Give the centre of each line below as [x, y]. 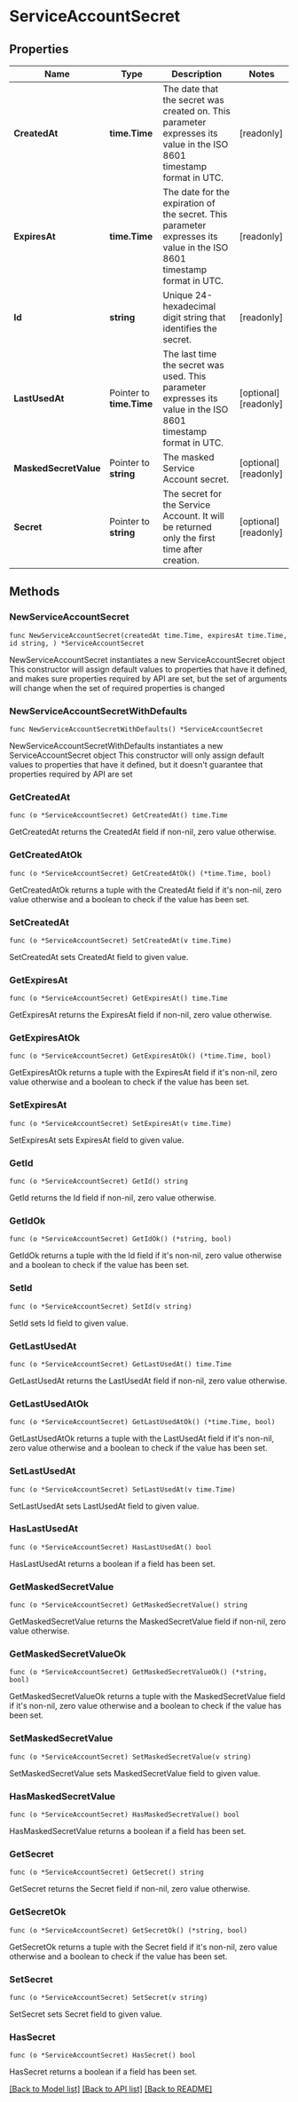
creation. [181, 560]
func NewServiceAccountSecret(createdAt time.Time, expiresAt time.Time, [149, 635]
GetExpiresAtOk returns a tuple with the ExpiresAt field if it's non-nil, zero [143, 1073]
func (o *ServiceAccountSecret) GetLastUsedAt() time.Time [121, 1364]
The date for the [196, 192]
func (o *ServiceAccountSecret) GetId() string [99, 1182]
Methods [35, 592]
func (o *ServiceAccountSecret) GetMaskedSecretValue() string [129, 1605]
